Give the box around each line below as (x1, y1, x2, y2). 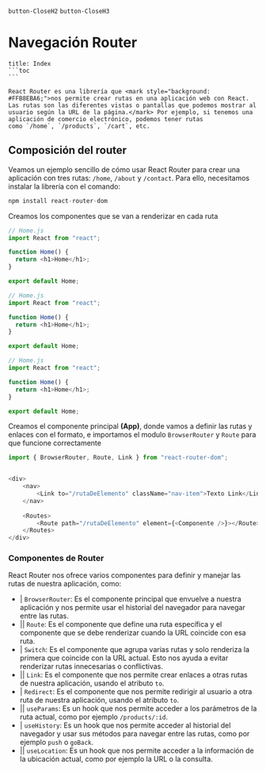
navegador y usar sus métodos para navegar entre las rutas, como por (19, 729, 250, 739)
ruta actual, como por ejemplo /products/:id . (19, 712, 169, 722)
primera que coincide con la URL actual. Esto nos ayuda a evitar (19, 653, 229, 663)
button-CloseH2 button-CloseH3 (8, 7, 110, 15)
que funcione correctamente (8, 438, 101, 448)
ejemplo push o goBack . (19, 738, 93, 747)
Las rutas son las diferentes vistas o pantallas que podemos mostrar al (8, 101, 257, 109)
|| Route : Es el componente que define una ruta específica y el (19, 620, 222, 629)
